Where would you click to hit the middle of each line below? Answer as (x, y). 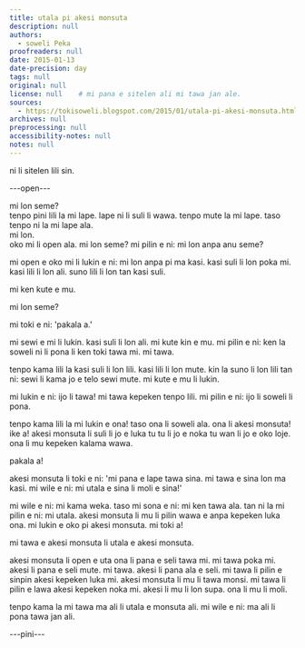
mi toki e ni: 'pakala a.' (51, 324)
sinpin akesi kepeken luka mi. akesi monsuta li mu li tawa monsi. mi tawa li (148, 579)
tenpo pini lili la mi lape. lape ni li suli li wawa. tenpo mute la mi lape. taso (145, 215)
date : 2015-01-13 (42, 60)
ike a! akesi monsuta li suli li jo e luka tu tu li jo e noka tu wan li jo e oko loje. (150, 434)
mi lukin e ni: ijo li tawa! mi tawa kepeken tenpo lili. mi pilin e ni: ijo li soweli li (151, 396)
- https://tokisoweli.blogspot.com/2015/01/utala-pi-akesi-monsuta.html (158, 111)
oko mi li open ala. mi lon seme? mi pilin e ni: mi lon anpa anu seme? (137, 244)
